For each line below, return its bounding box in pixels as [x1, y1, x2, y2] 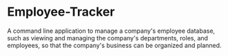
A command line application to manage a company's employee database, [7, 27, 216, 35]
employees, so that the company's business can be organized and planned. [7, 41, 222, 49]
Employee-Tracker [7, 4, 115, 20]
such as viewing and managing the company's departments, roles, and [7, 33, 209, 42]
